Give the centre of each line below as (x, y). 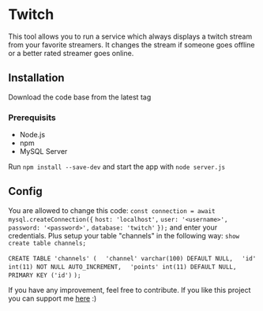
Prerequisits (32, 118)
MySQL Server (43, 152)
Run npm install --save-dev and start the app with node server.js (117, 167)
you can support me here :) (53, 298)
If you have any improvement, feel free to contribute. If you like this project (130, 290)
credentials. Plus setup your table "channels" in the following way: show (124, 235)
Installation (36, 78)
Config (25, 191)
